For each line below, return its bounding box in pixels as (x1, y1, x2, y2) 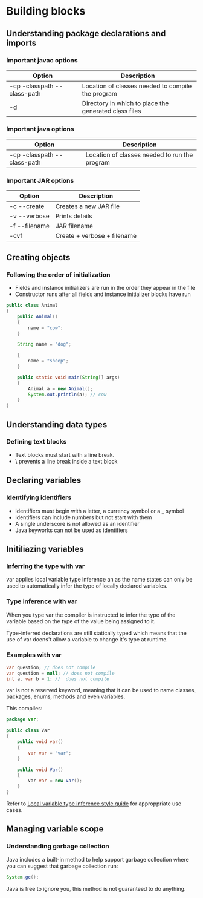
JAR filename (55, 222, 94, 231)
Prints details (55, 212, 92, 220)
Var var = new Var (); (28, 778, 83, 784)
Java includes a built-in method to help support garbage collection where (6, 856, 189, 863)
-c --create (9, 202, 45, 211)
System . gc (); (6, 874, 39, 880)
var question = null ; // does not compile (6, 670, 115, 676)
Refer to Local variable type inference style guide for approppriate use (6, 800, 182, 807)
